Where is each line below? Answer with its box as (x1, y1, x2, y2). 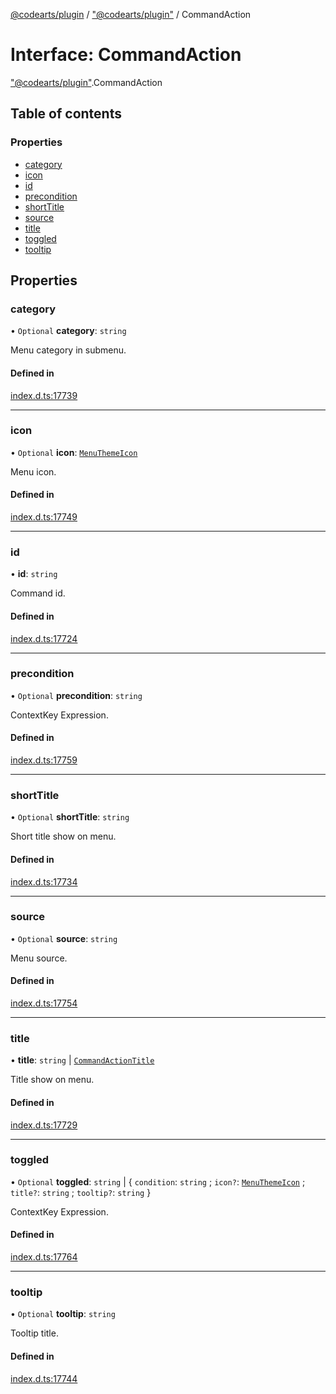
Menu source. (10, 952, 68, 964)
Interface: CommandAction (10, 44, 242, 66)
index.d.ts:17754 (10, 997, 78, 1009)
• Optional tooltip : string (10, 1308, 116, 1320)
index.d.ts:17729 (10, 1119, 78, 1131)
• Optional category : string (10, 325, 127, 337)
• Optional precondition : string (10, 689, 143, 701)
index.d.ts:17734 (10, 875, 78, 888)
